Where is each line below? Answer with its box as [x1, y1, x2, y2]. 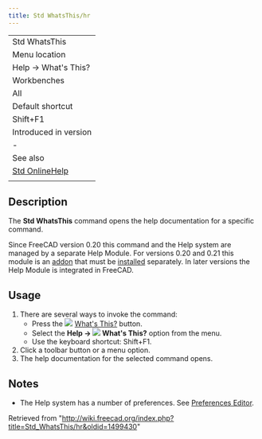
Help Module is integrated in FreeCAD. [8, 266, 134, 275]
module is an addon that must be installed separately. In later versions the [8, 257, 251, 266]
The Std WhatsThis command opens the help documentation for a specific [8, 216, 255, 226]
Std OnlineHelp [12, 165, 69, 176]
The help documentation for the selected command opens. [19, 354, 213, 363]
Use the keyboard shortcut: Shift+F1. [31, 337, 152, 347]
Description [8, 196, 68, 209]
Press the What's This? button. [31, 319, 143, 328]
